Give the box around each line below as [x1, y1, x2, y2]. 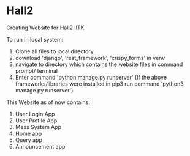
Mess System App [15, 123, 62, 130]
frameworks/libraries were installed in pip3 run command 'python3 [15, 80, 184, 87]
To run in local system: [6, 35, 64, 43]
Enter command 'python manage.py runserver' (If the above [15, 73, 167, 81]
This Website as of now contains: [6, 98, 90, 106]
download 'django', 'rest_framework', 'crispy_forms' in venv [15, 54, 165, 61]
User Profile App [15, 117, 58, 124]
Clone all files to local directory [15, 47, 94, 55]
